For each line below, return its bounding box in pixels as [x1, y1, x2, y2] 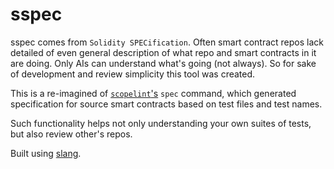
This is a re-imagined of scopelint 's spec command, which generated [10, 87, 297, 99]
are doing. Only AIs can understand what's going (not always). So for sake [10, 57, 317, 69]
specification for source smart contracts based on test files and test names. [10, 98, 323, 110]
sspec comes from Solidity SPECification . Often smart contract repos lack [10, 36, 324, 48]
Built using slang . [10, 147, 82, 159]
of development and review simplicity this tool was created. [10, 68, 256, 80]
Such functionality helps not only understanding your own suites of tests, [10, 117, 312, 129]
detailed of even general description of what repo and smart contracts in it [10, 46, 317, 58]
